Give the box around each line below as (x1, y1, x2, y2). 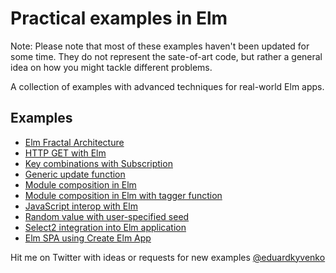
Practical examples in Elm (10, 7, 228, 30)
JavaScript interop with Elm (24, 200, 138, 212)
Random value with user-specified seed (24, 210, 190, 222)
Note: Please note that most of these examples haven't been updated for (10, 40, 310, 52)
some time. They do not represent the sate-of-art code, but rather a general (10, 50, 323, 62)
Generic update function (24, 168, 126, 180)
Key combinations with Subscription (24, 157, 173, 169)
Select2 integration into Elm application (24, 221, 187, 233)
